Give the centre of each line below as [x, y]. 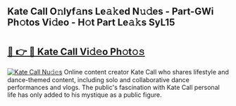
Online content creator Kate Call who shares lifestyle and [146, 72]
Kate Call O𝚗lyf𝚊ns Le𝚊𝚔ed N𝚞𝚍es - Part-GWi [111, 12]
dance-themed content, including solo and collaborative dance [99, 80]
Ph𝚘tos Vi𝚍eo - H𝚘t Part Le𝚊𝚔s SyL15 [91, 23]
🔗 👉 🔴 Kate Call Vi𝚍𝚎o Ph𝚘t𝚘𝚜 [76, 52]
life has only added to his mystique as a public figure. [85, 95]
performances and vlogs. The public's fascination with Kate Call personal [113, 87]
